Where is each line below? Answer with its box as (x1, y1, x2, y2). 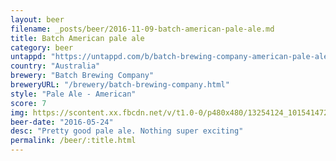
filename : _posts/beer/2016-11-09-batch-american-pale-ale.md (10, 24, 275, 34)
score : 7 (10, 98, 47, 108)
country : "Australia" (10, 61, 101, 71)
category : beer (10, 42, 74, 53)
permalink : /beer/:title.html (10, 136, 137, 146)
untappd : (10, 52, 47, 62)
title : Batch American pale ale (10, 33, 145, 43)
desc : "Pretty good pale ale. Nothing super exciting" (10, 126, 244, 136)
